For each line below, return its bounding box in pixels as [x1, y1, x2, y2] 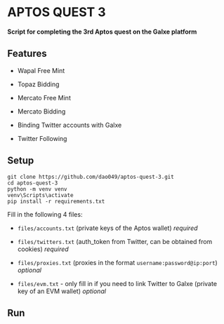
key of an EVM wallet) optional [17, 287, 107, 295]
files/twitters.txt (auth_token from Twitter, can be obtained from [17, 237, 213, 245]
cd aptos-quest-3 [7, 180, 58, 187]
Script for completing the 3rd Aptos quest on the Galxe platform [7, 27, 197, 36]
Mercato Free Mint [17, 93, 72, 102]
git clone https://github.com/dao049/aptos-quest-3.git [7, 173, 174, 180]
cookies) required [17, 245, 69, 253]
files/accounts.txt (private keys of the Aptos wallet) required [17, 224, 198, 232]
